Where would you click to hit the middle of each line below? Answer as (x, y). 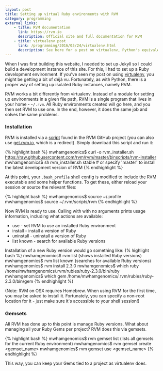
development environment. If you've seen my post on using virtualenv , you (80, 74)
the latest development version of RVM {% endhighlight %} (64, 167)
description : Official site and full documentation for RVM (80, 37)
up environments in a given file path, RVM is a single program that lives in (78, 99)
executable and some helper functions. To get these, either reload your (76, 182)
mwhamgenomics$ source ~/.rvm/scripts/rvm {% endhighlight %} (71, 201)
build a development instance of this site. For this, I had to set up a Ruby (77, 69)
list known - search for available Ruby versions (59, 241)
